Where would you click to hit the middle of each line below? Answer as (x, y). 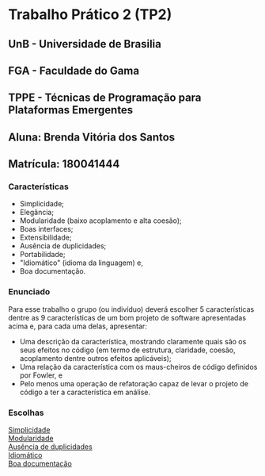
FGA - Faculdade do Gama (74, 70)
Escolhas (26, 413)
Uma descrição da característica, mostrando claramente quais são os (133, 341)
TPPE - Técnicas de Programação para (105, 98)
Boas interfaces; (46, 229)
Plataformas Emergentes (71, 110)
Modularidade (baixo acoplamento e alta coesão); (100, 221)
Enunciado (29, 292)
